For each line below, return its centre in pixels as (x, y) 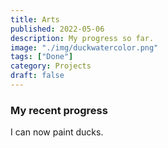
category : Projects (51, 66)
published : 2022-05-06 (57, 29)
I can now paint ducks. (57, 132)
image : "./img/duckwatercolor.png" (84, 47)
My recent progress (59, 110)
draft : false (37, 76)
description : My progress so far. (82, 38)
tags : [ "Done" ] (42, 57)
